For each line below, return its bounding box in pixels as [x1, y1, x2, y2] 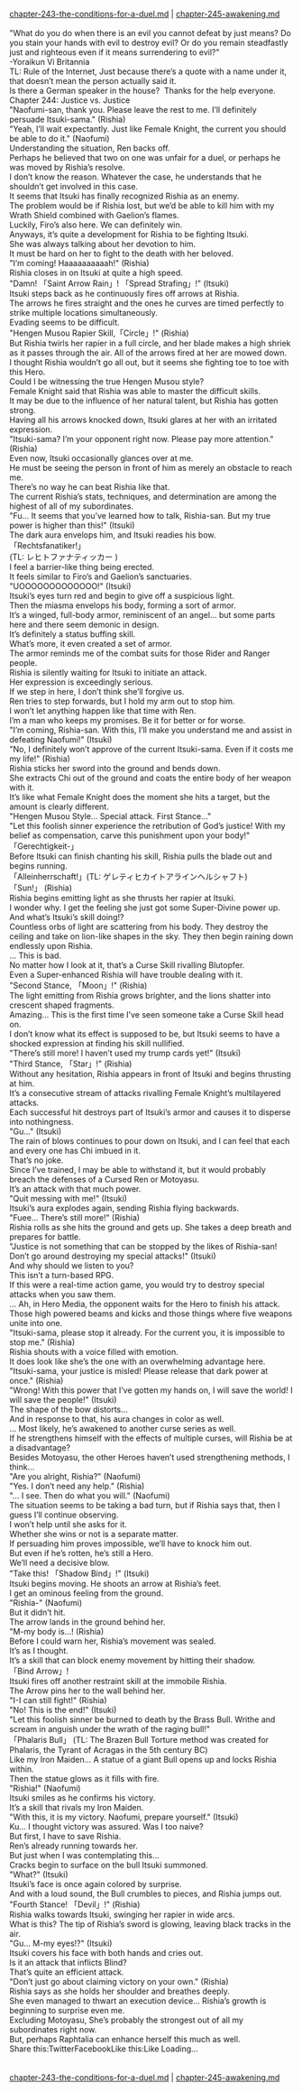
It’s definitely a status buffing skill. [9, 629, 136, 640]
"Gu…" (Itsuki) [9, 1126, 62, 1137]
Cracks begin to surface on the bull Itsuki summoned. [9, 1859, 208, 1870]
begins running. [9, 861, 68, 871]
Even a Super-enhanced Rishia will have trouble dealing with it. [9, 970, 243, 980]
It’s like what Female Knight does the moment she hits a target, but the [9, 792, 270, 802]
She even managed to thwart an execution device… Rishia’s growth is [9, 1995, 267, 2006]
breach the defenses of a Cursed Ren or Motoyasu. [9, 1174, 200, 1184]
